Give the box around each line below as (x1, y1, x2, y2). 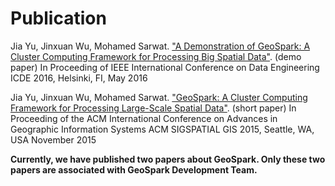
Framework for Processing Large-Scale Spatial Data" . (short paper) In (10, 102, 297, 114)
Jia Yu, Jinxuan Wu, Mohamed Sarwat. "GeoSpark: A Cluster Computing (10, 91, 308, 103)
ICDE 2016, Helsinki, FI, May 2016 (10, 72, 148, 84)
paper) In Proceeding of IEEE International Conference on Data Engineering (10, 61, 320, 73)
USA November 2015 (10, 133, 97, 146)
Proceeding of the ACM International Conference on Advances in (10, 112, 278, 124)
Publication (10, 7, 107, 30)
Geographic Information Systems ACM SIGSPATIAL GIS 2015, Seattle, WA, (10, 123, 315, 135)
